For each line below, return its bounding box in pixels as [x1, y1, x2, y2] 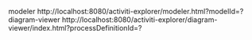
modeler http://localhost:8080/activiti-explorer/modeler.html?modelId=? [8, 7, 244, 16]
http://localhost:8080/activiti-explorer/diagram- [61, 15, 218, 24]
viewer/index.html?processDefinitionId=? [8, 24, 142, 32]
